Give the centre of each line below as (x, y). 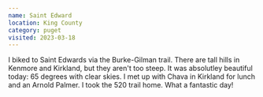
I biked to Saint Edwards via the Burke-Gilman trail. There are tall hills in (124, 60)
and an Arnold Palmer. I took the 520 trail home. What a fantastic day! (121, 85)
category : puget (35, 30)
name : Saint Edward (40, 15)
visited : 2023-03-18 (42, 37)
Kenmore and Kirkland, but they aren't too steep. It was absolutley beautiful (131, 69)
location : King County (45, 23)
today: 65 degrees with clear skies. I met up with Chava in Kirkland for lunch (132, 76)
